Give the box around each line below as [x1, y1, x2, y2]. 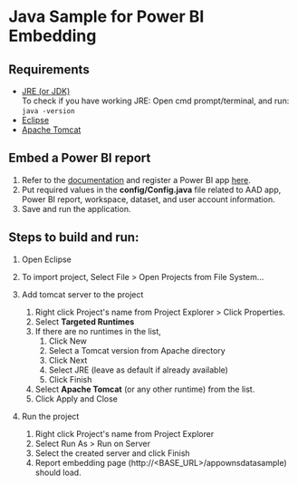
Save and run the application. [21, 203, 131, 214]
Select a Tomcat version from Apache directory [48, 344, 226, 355]
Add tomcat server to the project [21, 288, 144, 300]
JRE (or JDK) [21, 86, 71, 96]
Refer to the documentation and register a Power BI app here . [21, 174, 251, 185]
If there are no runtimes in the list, [34, 325, 162, 336]
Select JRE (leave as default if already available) [48, 364, 228, 375]
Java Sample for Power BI [8, 6, 205, 27]
